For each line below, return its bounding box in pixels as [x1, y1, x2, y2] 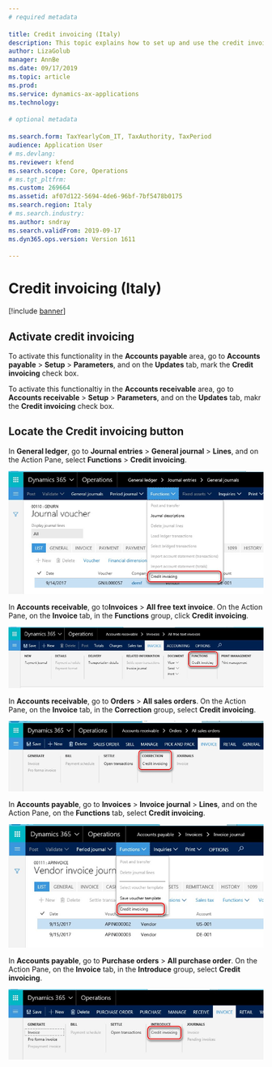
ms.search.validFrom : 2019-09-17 [8, 227, 121, 235]
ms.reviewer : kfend [8, 158, 74, 166]
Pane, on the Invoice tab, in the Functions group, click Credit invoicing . [8, 611, 249, 621]
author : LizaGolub [8, 47, 70, 56]
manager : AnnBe [8, 56, 60, 64]
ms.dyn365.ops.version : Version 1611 [8, 235, 136, 243]
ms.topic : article [8, 73, 70, 81]
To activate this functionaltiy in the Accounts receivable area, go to [8, 385, 234, 393]
